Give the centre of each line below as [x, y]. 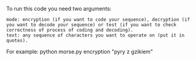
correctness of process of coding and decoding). [70, 30]
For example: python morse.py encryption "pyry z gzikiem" [80, 51]
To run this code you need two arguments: [59, 9]
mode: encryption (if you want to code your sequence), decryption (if [98, 20]
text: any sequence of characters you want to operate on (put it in [96, 35]
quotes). [17, 41]
